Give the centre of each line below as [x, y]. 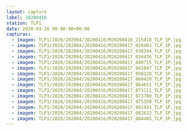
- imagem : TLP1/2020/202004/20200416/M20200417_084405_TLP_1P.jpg [97, 118]
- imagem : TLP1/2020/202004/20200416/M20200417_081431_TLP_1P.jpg [97, 107]
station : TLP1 [24, 23]
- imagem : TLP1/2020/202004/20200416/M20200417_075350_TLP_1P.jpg [97, 101]
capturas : [19, 34]
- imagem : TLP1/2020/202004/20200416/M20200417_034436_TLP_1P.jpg [97, 57]
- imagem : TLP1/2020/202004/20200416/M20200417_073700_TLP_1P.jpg [97, 96]
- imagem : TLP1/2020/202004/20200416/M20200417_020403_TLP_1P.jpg [97, 46]
